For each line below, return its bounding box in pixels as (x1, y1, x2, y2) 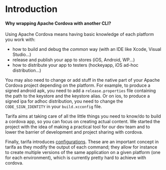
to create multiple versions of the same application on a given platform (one (5, 150, 161, 156)
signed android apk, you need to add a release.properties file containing (5, 88, 156, 94)
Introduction (5, 3, 58, 15)
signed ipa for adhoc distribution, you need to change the (5, 98, 124, 104)
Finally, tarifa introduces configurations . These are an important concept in (5, 139, 159, 145)
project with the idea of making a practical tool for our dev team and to (5, 124, 151, 130)
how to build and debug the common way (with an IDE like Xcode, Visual (12, 46, 162, 52)
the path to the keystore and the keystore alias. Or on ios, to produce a (5, 93, 150, 99)
